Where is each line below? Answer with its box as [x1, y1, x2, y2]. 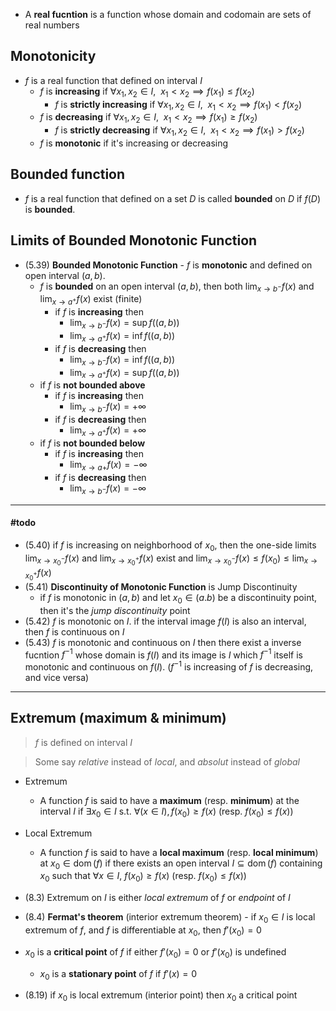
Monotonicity [10, 48, 97, 65]
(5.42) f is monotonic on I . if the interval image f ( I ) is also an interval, [24, 615, 307, 627]
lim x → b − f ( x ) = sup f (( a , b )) [69, 317, 180, 331]
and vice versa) [24, 671, 90, 683]
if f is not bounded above [39, 379, 146, 391]
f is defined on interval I [34, 736, 133, 748]
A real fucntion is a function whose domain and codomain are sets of [24, 9, 312, 20]
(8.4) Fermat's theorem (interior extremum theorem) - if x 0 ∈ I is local [24, 911, 316, 925]
